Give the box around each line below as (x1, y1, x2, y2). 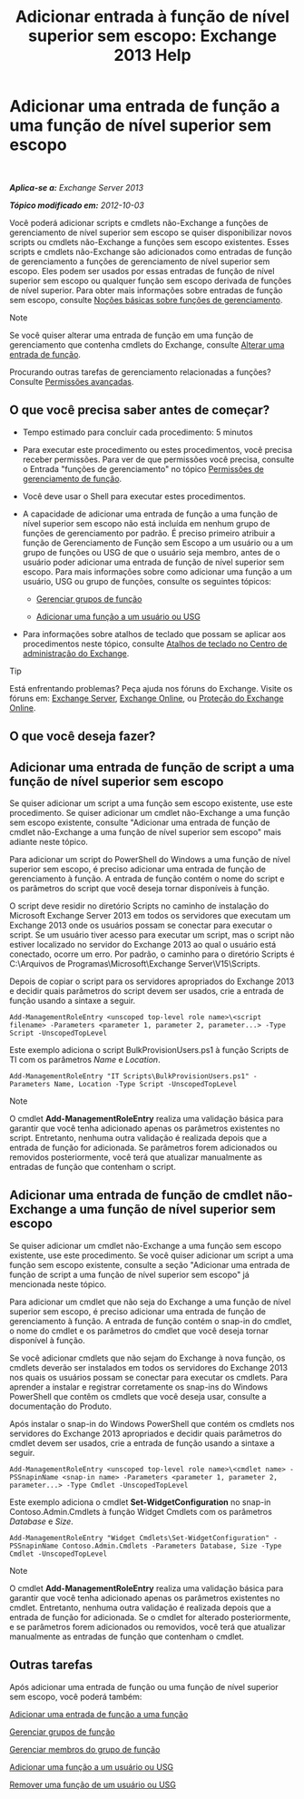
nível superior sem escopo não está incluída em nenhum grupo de (22, 517, 270, 528)
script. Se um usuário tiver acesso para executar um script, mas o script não (9, 929, 295, 940)
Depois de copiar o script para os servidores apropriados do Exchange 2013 (9, 976, 295, 987)
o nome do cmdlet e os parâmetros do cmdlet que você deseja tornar (9, 1325, 270, 1336)
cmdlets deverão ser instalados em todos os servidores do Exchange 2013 (9, 1362, 289, 1372)
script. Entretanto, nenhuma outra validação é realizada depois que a (9, 1132, 268, 1143)
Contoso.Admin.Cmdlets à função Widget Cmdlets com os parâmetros (9, 1506, 272, 1517)
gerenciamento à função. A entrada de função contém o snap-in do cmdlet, (9, 1315, 292, 1326)
